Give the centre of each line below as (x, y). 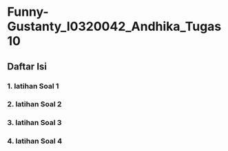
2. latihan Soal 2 (34, 104)
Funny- (28, 12)
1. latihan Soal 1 (33, 86)
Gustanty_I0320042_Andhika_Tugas (114, 26)
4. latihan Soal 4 (35, 141)
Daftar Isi (27, 66)
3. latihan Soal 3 (34, 123)
